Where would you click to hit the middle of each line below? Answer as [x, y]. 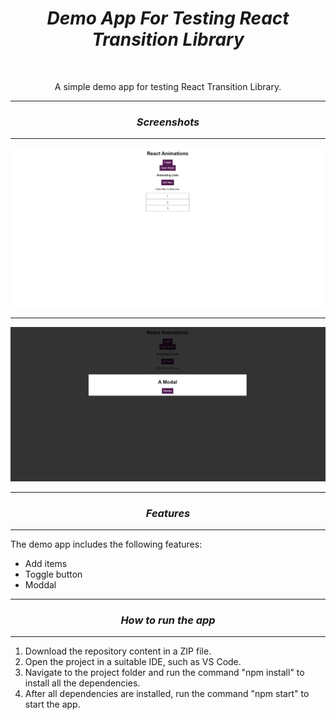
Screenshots [168, 122]
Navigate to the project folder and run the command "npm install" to [164, 673]
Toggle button [53, 574]
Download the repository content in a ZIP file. [118, 651]
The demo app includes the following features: [106, 544]
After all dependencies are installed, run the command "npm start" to [167, 694]
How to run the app [168, 620]
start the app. [52, 704]
